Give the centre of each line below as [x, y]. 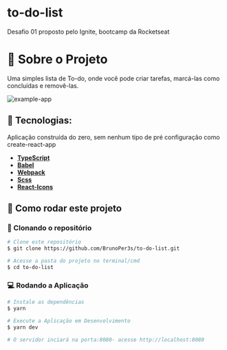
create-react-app [32, 144]
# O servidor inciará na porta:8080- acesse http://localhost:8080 [106, 340]
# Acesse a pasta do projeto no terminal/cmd [73, 261]
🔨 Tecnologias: [40, 120]
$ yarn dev [23, 327]
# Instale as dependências [46, 302]
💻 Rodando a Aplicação [48, 285]
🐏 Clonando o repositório [50, 228]
